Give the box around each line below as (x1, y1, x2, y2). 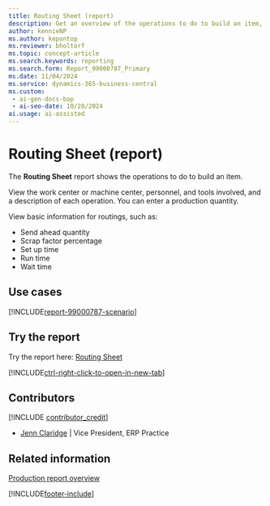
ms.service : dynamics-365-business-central (8, 79, 158, 88)
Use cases (8, 285, 62, 299)
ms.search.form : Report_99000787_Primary (8, 65, 151, 73)
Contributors (8, 391, 75, 405)
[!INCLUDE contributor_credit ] (8, 413, 109, 422)
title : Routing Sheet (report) (8, 11, 114, 20)
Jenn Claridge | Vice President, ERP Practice (19, 428, 169, 438)
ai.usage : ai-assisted (8, 110, 85, 118)
